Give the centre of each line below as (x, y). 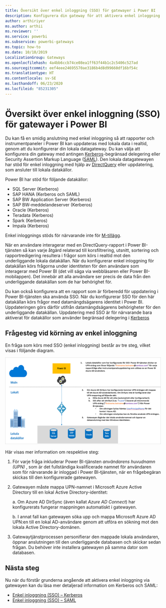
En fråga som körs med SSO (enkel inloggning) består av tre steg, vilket (78, 345)
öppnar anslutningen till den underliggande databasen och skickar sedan (86, 542)
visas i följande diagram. (30, 350)
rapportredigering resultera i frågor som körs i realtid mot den (68, 255)
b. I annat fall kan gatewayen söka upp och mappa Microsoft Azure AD (84, 517)
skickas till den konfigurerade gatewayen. (55, 477)
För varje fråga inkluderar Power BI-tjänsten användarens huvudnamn (84, 462)
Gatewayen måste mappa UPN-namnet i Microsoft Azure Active (77, 487)
